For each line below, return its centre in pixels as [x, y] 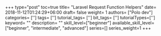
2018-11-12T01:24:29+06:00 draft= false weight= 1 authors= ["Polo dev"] [79, 12]
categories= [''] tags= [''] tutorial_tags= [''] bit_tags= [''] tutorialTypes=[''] [80, 18]
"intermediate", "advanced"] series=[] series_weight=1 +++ [91, 28]
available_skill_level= [133, 23]
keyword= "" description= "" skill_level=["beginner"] [58, 23]
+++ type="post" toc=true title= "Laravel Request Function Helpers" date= [81, 7]
